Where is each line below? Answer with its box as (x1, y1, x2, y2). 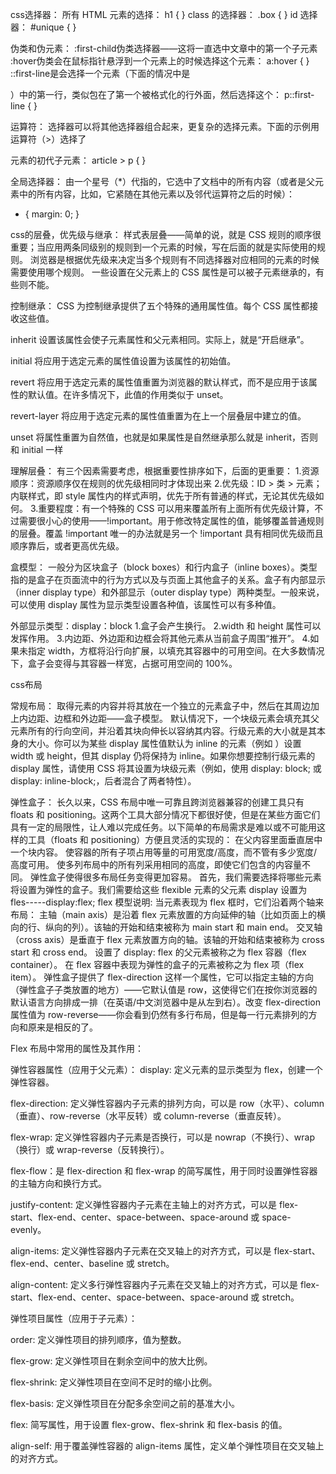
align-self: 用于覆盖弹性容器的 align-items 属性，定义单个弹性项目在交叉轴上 (10, 1440, 325, 1452)
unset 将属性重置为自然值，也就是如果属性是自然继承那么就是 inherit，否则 (10, 431, 319, 443)
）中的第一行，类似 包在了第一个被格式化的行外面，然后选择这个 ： (10, 89, 282, 100)
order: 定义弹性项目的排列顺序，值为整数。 (10, 1334, 187, 1345)
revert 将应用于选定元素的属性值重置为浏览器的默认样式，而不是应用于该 (10, 376, 309, 388)
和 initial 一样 (10, 444, 64, 455)
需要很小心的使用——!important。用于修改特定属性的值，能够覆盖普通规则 (18, 515, 325, 527)
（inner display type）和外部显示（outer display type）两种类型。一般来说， (10, 586, 325, 598)
